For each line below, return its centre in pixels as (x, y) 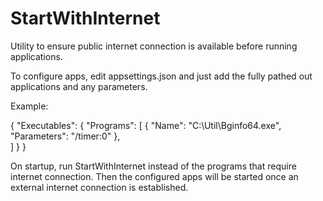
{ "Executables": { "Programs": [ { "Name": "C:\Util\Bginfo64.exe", (146, 125)
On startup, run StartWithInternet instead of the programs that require (153, 166)
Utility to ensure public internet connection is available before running (154, 46)
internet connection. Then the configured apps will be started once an (154, 176)
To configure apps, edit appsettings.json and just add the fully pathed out (161, 76)
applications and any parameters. (79, 86)
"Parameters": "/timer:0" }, (65, 136)
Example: (29, 106)
